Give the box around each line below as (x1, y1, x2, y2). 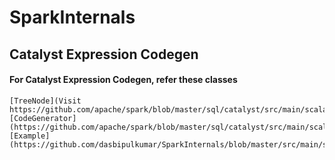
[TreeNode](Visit (9, 96, 82, 106)
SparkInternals (9, 6, 136, 29)
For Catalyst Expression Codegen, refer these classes (9, 74, 238, 86)
